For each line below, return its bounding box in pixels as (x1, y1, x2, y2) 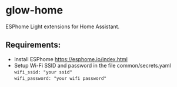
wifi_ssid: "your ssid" (14, 69, 73, 75)
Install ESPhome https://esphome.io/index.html (14, 55, 128, 62)
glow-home (5, 4, 63, 17)
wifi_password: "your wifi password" (14, 75, 107, 81)
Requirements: (5, 40, 61, 50)
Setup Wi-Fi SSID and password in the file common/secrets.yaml (14, 62, 171, 69)
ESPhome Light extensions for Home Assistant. (5, 23, 120, 30)
